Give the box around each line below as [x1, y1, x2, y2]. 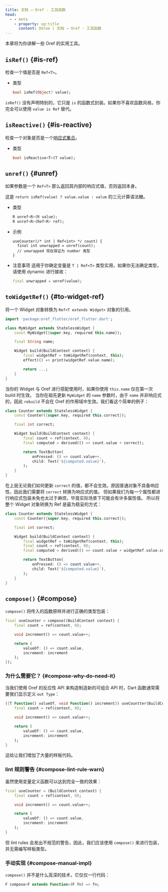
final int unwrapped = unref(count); [17, 243, 96, 248]
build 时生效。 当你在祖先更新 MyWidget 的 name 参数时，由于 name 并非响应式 [5, 392, 162, 398]
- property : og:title [14, 21, 59, 27]
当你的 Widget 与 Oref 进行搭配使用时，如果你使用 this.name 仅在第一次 [5, 386, 153, 392]
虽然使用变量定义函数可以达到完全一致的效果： [5, 778, 101, 784]
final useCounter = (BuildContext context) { [5, 788, 101, 793]
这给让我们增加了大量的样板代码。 [5, 752, 75, 758]
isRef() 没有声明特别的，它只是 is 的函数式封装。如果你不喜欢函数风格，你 [5, 99, 161, 105]
